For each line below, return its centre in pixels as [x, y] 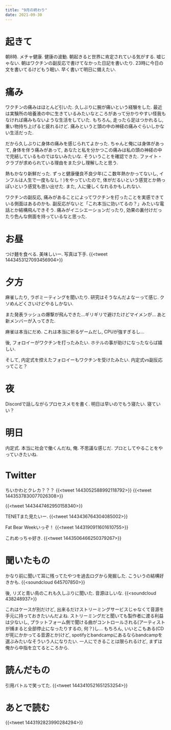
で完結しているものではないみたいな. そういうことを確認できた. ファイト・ [84, 156]
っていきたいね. [22, 454]
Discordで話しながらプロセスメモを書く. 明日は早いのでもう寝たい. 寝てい [83, 404]
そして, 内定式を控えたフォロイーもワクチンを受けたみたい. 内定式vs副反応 [84, 360]
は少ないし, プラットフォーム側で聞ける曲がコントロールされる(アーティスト [85, 622]
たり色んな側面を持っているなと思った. [46, 216]
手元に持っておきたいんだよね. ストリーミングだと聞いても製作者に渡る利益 [84, 616]
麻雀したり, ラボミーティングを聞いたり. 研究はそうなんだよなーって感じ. [82, 298]
